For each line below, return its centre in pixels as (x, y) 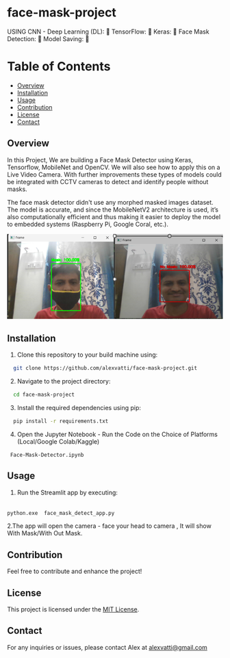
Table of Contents (59, 67)
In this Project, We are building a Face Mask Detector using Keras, (100, 160)
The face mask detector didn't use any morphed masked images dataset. (110, 202)
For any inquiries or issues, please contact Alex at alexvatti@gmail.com (107, 647)
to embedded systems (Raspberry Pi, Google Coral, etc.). (88, 224)
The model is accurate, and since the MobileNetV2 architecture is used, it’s (113, 210)
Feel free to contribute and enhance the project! (75, 571)
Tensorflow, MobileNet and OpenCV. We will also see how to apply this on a (114, 167)
